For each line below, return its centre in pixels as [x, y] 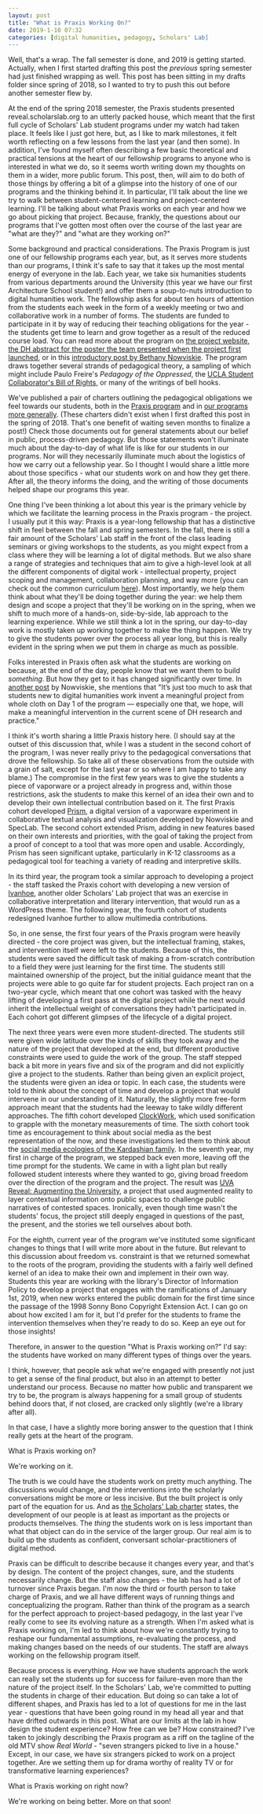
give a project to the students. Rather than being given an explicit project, [127, 1074]
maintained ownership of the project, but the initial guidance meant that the [130, 975]
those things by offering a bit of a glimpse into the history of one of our [123, 184]
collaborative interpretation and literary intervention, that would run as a [124, 902]
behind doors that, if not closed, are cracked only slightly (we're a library [126, 1404]
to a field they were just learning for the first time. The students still [117, 967]
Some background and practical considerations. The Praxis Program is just [129, 249]
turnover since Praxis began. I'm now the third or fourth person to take [122, 1588]
